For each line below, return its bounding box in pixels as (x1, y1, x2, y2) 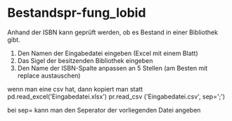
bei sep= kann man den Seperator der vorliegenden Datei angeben (7, 106, 201, 114)
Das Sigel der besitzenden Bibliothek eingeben (17, 56, 153, 64)
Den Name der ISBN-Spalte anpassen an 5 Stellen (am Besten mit (17, 64, 208, 72)
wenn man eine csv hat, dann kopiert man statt (7, 85, 143, 93)
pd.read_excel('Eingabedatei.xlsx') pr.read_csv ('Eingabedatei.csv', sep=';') (7, 92, 226, 101)
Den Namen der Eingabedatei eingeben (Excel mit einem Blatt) (17, 49, 198, 57)
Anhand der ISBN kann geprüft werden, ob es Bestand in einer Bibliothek (7, 28, 218, 36)
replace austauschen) (17, 71, 81, 80)
